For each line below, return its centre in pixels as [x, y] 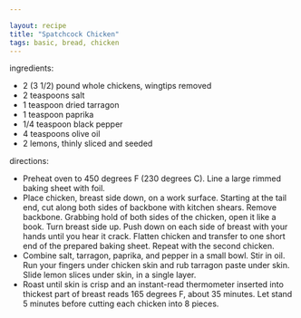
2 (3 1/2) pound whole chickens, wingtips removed [117, 86]
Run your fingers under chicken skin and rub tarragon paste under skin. [156, 265]
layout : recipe [38, 25]
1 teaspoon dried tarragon [71, 105]
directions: [29, 161]
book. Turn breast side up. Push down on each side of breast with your [155, 226]
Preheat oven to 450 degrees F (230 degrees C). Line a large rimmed [151, 178]
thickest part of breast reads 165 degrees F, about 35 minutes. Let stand [157, 294]
